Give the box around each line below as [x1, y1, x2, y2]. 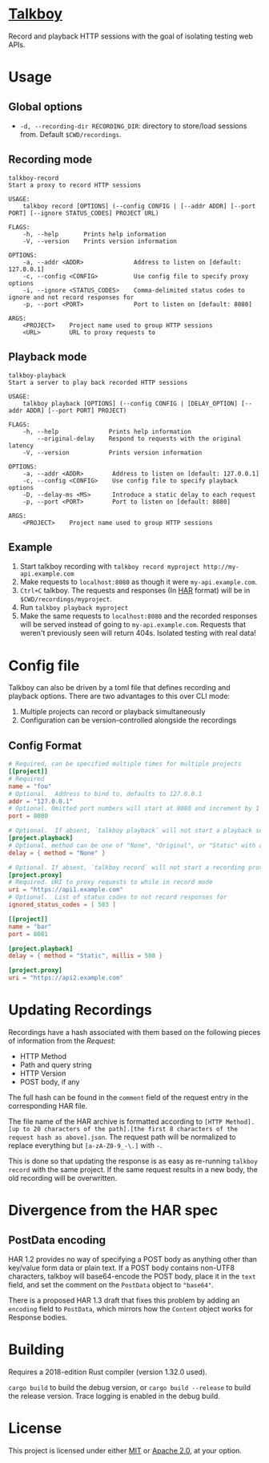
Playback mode [8, 350, 87, 364]
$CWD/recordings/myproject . [19, 594, 112, 604]
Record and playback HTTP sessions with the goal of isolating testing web [8, 31, 254, 41]
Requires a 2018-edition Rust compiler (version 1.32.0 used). [8, 1367, 208, 1376]
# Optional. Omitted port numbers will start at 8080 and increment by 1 [8, 805, 260, 813]
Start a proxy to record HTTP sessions [8, 181, 142, 189]
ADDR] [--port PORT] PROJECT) [26, 406, 127, 414]
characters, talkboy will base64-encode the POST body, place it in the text [8, 1271, 256, 1281]
